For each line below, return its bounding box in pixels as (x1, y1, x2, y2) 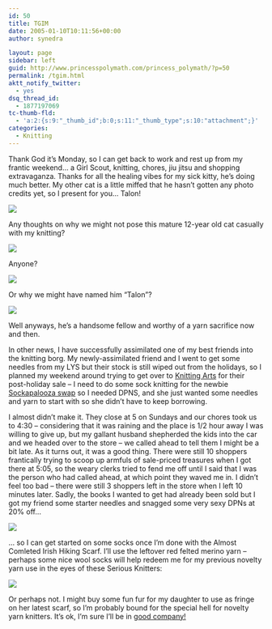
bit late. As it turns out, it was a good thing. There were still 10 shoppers (8, 446, 248, 456)
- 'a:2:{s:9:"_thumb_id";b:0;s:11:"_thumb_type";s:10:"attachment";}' (15, 117, 259, 125)
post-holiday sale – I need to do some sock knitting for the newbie (8, 379, 229, 389)
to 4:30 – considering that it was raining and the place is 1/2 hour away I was (8, 420, 264, 430)
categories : (8, 125, 49, 133)
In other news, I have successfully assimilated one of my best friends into (8, 345, 253, 355)
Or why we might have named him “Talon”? (8, 289, 152, 300)
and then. (8, 329, 40, 338)
